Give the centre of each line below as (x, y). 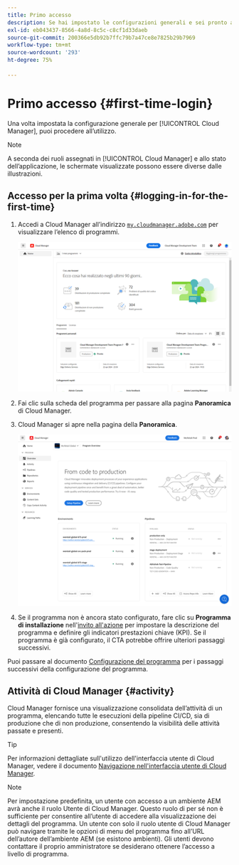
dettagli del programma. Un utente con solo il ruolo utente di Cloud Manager (119, 824)
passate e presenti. (36, 731)
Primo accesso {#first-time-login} (110, 104)
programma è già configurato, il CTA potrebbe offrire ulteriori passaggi (121, 640)
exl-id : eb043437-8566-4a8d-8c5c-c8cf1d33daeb (78, 30)
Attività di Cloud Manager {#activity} (91, 691)
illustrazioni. (25, 174)
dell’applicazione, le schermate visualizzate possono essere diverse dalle (115, 166)
